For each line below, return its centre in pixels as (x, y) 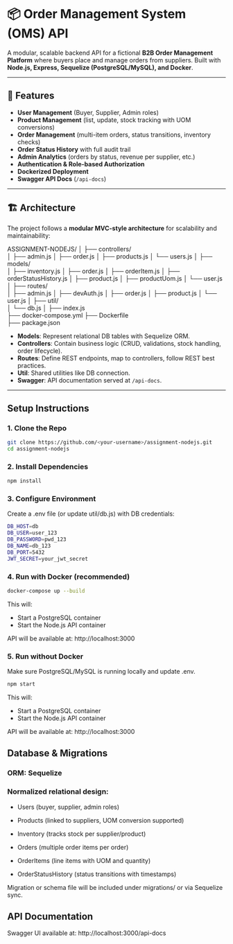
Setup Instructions (48, 408)
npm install (24, 481)
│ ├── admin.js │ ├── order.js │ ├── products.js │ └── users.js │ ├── (110, 256)
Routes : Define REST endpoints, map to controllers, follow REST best (116, 358)
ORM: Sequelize (35, 773)
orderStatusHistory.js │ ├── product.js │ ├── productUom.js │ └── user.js (115, 278)
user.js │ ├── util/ (33, 300)
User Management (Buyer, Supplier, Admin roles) (88, 112)
